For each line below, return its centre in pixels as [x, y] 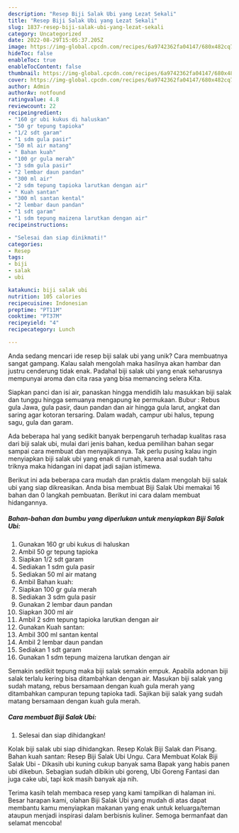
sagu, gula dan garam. [41, 422]
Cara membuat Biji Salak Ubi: [52, 717]
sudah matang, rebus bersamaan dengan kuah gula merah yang [101, 686]
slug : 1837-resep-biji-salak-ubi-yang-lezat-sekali [86, 27]
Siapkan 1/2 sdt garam [51, 559]
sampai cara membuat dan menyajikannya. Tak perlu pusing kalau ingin [112, 451]
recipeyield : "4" [34, 323]
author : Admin [29, 86]
